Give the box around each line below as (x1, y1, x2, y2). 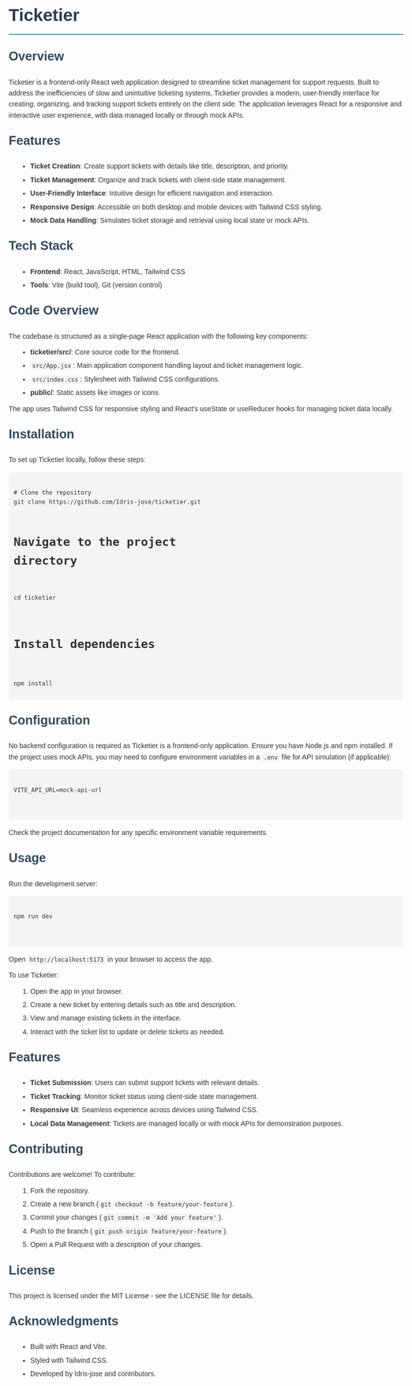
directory (13, 553, 77, 568)
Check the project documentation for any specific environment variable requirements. (9, 828, 268, 837)
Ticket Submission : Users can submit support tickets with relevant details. (29, 1078, 260, 1088)
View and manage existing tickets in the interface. (29, 1013, 182, 1023)
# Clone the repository (13, 489, 92, 496)
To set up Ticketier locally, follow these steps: (9, 455, 146, 464)
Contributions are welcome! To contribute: (9, 1170, 137, 1179)
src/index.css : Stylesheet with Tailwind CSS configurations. (32, 374, 220, 384)
